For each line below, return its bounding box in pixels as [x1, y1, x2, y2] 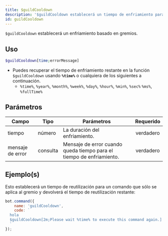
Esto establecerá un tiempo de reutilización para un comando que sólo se [5, 183, 157, 189]
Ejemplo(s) [5, 170, 40, 179]
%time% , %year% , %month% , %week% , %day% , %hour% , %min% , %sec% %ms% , [19, 83, 152, 89]
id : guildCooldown [5, 17, 43, 22]
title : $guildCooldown [5, 7, 52, 13]
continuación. [12, 78, 41, 84]
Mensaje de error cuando [63, 141, 122, 148]
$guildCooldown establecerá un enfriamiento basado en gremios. [5, 31, 138, 37]
